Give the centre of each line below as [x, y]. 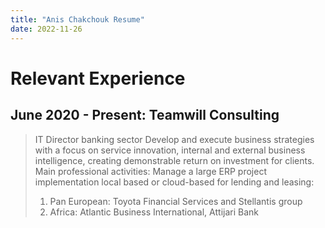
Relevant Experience [98, 78]
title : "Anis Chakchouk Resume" [77, 19]
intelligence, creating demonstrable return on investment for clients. [174, 160]
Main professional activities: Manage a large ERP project [150, 171]
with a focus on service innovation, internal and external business [170, 150]
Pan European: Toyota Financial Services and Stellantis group [176, 201]
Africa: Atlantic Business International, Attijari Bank [154, 212]
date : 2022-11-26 [46, 29]
